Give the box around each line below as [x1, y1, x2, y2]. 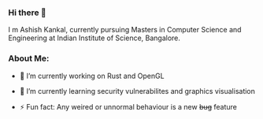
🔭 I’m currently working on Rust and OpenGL [19, 71, 165, 80]
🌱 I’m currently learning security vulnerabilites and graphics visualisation [19, 86, 256, 95]
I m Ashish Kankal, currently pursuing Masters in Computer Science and [8, 25, 242, 35]
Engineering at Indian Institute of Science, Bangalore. [8, 33, 181, 43]
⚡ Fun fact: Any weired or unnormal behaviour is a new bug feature [19, 102, 238, 111]
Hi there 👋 [8, 7, 47, 18]
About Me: [8, 53, 50, 64]
